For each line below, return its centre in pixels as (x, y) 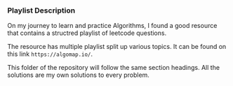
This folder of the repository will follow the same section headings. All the (113, 68)
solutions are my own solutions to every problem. (78, 75)
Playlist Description (41, 10)
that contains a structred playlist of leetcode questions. (87, 33)
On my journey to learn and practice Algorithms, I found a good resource (112, 26)
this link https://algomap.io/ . (50, 54)
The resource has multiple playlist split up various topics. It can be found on (117, 47)
